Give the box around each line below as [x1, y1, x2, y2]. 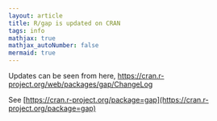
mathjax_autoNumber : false [8, 42, 99, 50]
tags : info [8, 26, 45, 34]
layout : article [8, 11, 63, 20]
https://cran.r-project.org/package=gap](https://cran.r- [25, 95, 210, 104]
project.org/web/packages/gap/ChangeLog [8, 79, 153, 89]
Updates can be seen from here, [8, 71, 116, 80]
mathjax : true [8, 34, 56, 42]
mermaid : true [8, 49, 56, 57]
